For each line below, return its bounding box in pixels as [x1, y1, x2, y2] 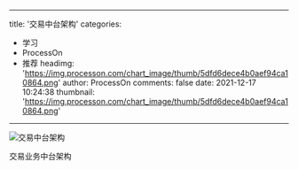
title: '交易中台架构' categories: [9, 19, 122, 29]
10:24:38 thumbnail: [21, 87, 95, 97]
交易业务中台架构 [9, 151, 72, 161]
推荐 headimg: [21, 58, 75, 68]
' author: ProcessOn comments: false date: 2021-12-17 [58, 77, 257, 88]
